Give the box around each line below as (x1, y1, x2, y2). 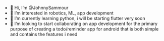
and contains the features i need (10, 31, 78, 37)
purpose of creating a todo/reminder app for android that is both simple (10, 26, 159, 32)
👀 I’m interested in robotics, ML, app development (10, 10, 114, 16)
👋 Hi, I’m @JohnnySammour (10, 5, 69, 10)
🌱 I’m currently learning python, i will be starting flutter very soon (10, 15, 145, 21)
